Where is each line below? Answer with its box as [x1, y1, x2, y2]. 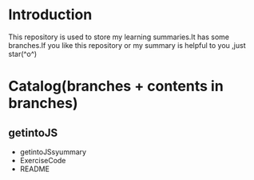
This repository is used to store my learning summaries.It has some [8, 32, 230, 42]
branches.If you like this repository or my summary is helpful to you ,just [8, 40, 246, 50]
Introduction [8, 6, 93, 24]
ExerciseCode [19, 155, 66, 165]
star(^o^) [8, 49, 38, 58]
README [19, 164, 50, 174]
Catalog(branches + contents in [8, 78, 224, 95]
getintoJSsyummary [19, 146, 86, 157]
